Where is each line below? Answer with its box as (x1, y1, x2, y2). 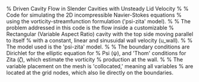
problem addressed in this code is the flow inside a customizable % (6, 24, 174, 31)
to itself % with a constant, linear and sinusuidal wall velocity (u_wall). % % (6, 37, 193, 44)
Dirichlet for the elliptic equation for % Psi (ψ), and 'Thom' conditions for (6, 50, 186, 56)
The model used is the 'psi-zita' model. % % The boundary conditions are (6, 43, 190, 50)
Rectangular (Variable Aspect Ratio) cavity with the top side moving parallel (6, 31, 194, 38)
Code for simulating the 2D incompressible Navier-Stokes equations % (6, 11, 182, 19)
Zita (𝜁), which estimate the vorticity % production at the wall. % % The (6, 56, 183, 63)
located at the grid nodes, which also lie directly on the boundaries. (6, 69, 174, 76)
